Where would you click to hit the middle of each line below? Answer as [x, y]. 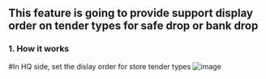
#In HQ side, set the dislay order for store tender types [100, 66]
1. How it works [39, 49]
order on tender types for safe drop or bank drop [133, 26]
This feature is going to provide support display [131, 13]
